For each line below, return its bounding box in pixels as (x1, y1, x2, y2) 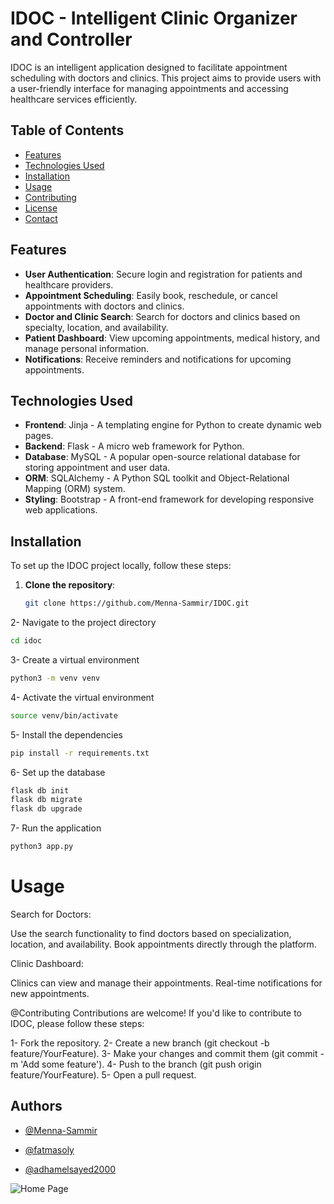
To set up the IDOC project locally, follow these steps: (10, 560, 232, 572)
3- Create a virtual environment (10, 653, 140, 666)
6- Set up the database (10, 766, 106, 778)
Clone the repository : (24, 579, 116, 591)
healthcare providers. (24, 278, 114, 291)
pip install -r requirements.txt (10, 748, 150, 758)
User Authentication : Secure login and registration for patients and (24, 268, 303, 280)
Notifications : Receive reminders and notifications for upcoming (24, 353, 292, 365)
